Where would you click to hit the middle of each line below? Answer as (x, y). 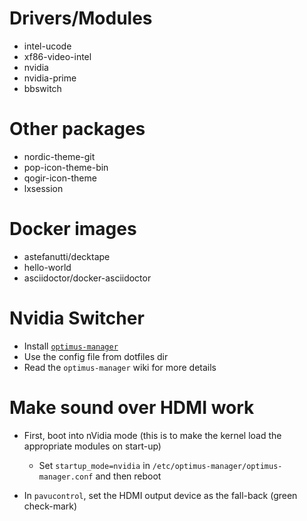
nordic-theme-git (59, 156)
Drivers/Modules (81, 18)
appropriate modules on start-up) (92, 446)
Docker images (73, 229)
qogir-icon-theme (60, 178)
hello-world (47, 267)
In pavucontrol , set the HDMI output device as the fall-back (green (160, 495)
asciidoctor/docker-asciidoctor (87, 278)
